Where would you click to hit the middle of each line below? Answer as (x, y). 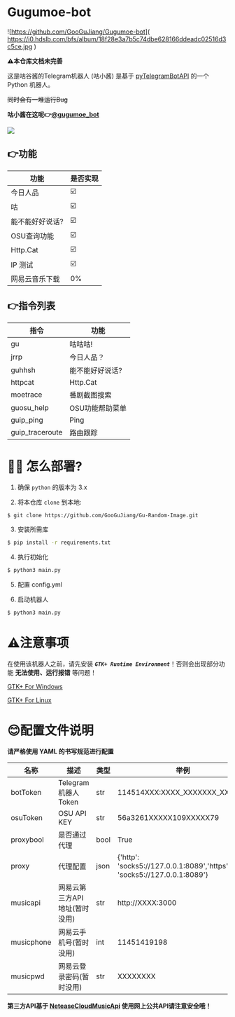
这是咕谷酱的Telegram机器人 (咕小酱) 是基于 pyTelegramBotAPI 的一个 (108, 76)
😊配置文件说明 (51, 731)
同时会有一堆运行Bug (38, 100)
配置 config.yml (40, 585)
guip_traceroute (37, 432)
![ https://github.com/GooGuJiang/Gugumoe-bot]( (79, 32)
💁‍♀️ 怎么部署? (45, 466)
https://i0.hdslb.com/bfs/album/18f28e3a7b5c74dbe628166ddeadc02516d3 (117, 39)
